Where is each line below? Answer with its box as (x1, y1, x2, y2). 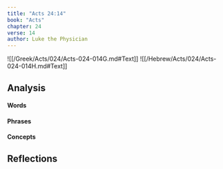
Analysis (7, 82, 46, 94)
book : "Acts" (7, 17, 45, 23)
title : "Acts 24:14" (7, 10, 67, 17)
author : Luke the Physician (7, 36, 88, 43)
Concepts (7, 132, 36, 141)
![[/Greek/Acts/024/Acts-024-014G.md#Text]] (7, 54, 139, 63)
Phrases (7, 117, 32, 125)
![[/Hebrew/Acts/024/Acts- (139, 54, 217, 63)
